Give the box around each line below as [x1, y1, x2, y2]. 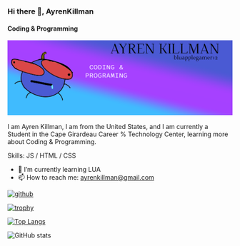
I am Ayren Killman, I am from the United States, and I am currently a [7, 122, 209, 130]
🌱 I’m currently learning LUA [17, 165, 101, 173]
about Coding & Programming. [7, 137, 96, 145]
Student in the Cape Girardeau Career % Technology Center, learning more [7, 130, 229, 138]
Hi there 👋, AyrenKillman [7, 6, 94, 16]
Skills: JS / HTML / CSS [7, 151, 76, 160]
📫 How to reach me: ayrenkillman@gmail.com [17, 173, 155, 181]
